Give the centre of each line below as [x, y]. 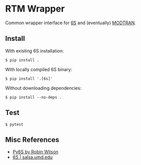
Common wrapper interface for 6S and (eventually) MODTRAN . [70, 23]
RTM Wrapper [35, 9]
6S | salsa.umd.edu [32, 157]
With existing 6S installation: [34, 50]
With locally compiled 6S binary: [39, 69]
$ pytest [14, 124]
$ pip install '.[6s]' [29, 79]
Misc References [32, 140]
